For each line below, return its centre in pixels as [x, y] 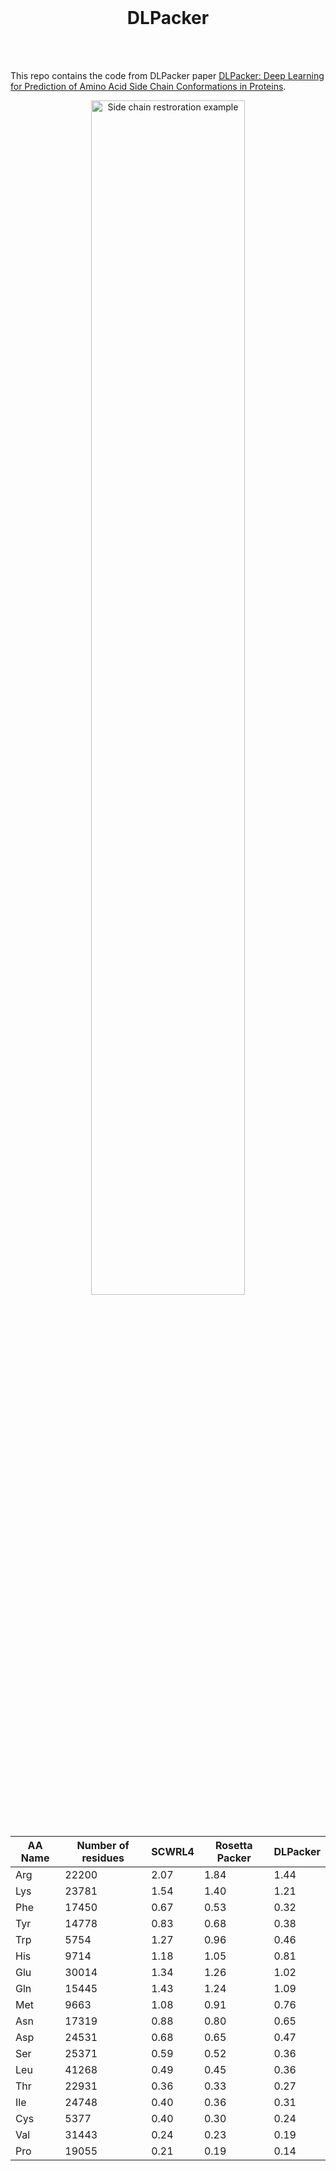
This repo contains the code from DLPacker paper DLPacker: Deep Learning [167, 75]
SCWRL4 [173, 1851]
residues [103, 1858]
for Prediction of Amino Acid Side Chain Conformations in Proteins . [148, 86]
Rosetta [233, 1845]
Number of [103, 1845]
